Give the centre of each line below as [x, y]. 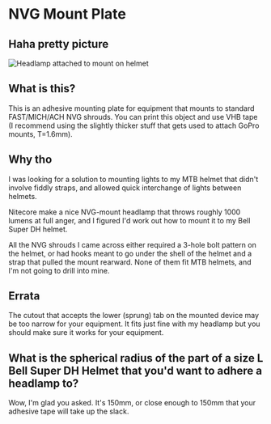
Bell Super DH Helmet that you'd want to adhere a [135, 370]
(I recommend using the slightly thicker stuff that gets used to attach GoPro [134, 125]
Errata [24, 296]
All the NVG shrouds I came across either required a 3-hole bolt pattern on [132, 244]
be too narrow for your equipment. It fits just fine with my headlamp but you [134, 324]
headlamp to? [44, 383]
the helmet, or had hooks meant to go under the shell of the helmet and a [130, 253]
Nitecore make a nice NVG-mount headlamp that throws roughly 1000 [125, 212]
